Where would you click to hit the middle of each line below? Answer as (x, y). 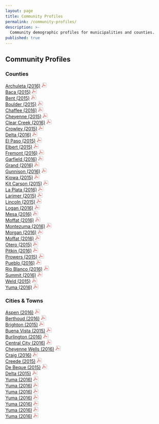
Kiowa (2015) (19, 177)
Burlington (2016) (24, 337)
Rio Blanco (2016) (24, 269)
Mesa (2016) (18, 214)
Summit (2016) (21, 275)
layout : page (19, 11)
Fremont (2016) (22, 153)
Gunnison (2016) (23, 171)
